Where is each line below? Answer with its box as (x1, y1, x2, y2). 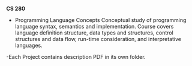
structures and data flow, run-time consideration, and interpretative (14, 36, 182, 42)
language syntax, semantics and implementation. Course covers (14, 23, 174, 30)
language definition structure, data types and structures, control (14, 29, 174, 36)
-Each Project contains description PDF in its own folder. (6, 54, 146, 60)
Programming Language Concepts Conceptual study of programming (14, 17, 187, 23)
